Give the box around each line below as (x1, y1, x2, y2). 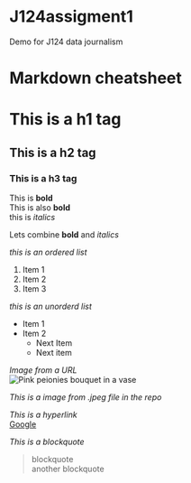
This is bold (9, 192, 53, 203)
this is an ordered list (9, 246, 87, 257)
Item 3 (22, 283, 47, 294)
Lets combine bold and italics (9, 229, 120, 240)
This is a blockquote (9, 436, 85, 447)
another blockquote (31, 463, 105, 474)
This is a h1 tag (9, 109, 122, 130)
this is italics (9, 212, 56, 222)
